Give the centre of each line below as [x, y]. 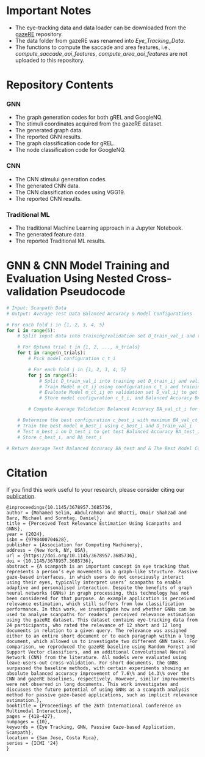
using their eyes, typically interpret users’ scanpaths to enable [94, 582]
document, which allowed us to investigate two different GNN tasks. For [102, 642]
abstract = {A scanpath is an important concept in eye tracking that [98, 567]
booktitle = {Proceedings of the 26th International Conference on [94, 706]
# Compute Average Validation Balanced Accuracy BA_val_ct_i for [113, 409]
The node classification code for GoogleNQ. [70, 150]
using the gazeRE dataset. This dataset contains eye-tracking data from [102, 620]
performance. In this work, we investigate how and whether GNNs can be [101, 609]
